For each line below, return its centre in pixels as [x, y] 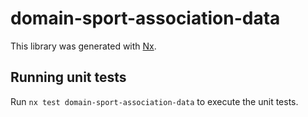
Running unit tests [68, 77]
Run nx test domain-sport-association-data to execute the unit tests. [154, 101]
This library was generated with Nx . [83, 46]
